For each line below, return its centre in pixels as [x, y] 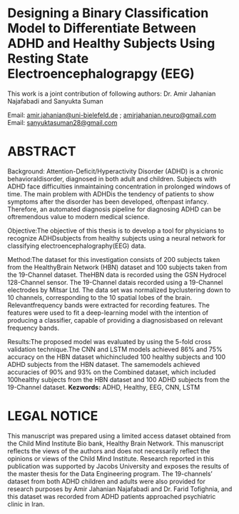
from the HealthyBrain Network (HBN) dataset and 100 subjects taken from [117, 267]
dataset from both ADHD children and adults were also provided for [106, 481]
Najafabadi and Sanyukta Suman [55, 101]
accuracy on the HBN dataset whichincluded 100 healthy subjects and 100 [117, 357]
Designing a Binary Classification [108, 13]
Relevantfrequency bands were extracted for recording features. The [109, 305]
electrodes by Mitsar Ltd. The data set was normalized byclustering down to [119, 290]
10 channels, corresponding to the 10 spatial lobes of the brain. [100, 297]
